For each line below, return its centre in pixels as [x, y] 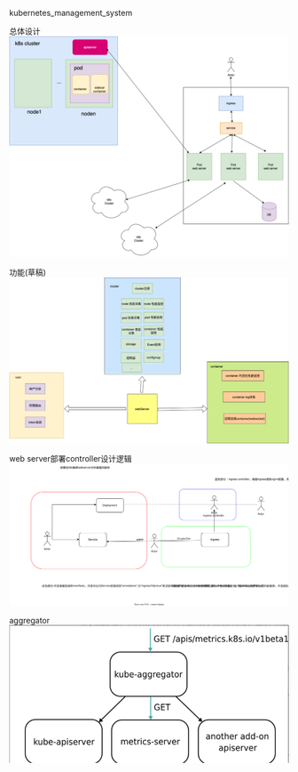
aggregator [30, 620]
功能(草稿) [28, 272]
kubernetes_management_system [71, 13]
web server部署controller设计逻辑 [71, 459]
